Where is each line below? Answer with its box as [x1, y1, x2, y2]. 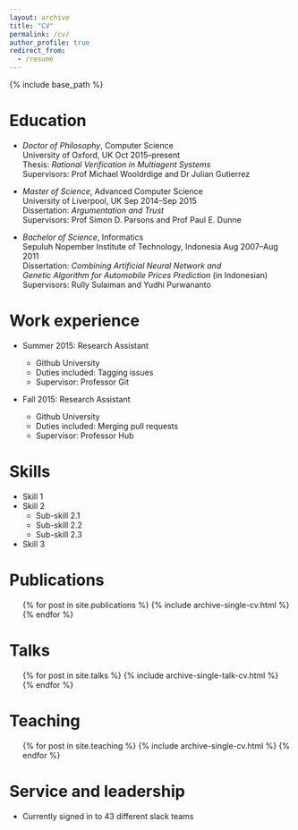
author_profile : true [9, 38, 90, 47]
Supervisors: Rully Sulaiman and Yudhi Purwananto [21, 279, 212, 290]
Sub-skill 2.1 [35, 510, 81, 521]
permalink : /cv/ [9, 30, 70, 38]
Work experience [9, 310, 140, 331]
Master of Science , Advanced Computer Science [21, 185, 203, 197]
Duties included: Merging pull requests [35, 420, 179, 431]
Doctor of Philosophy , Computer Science [21, 140, 175, 150]
